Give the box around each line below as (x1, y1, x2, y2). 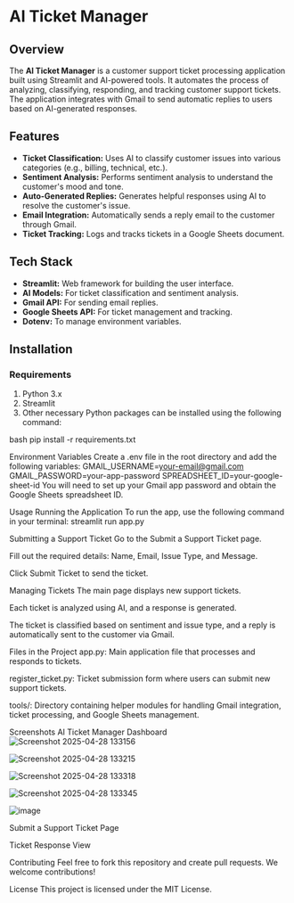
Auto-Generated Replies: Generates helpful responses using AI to (21, 190, 266, 201)
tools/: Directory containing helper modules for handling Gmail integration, (9, 700, 282, 710)
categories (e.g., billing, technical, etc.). (21, 162, 168, 173)
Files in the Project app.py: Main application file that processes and (9, 646, 256, 657)
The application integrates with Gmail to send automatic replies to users (9, 94, 274, 104)
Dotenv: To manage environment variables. (21, 316, 182, 326)
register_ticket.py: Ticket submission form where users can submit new (9, 673, 271, 684)
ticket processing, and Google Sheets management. (9, 710, 200, 720)
